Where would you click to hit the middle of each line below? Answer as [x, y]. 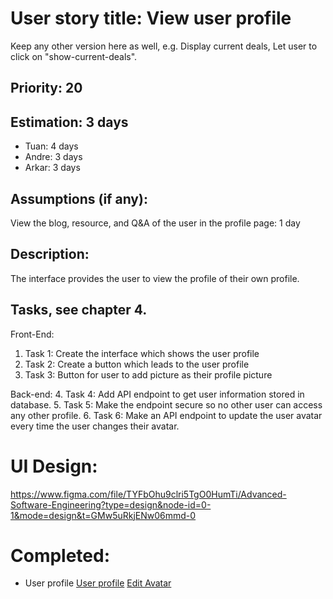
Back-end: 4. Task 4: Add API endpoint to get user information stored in [157, 394]
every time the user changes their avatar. [95, 426]
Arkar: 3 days [52, 168]
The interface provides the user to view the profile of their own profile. [155, 278]
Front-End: [32, 334]
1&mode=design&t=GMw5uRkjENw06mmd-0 [103, 515]
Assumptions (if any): [79, 198]
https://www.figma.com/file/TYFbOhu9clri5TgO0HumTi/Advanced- [148, 494]
